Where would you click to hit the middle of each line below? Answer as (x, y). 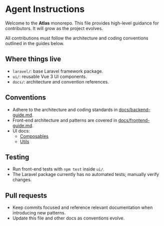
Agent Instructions (45, 9)
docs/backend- (135, 109)
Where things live (33, 59)
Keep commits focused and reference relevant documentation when (82, 207)
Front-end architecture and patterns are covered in (65, 120)
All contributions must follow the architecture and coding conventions (77, 38)
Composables (34, 136)
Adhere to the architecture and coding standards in (65, 109)
